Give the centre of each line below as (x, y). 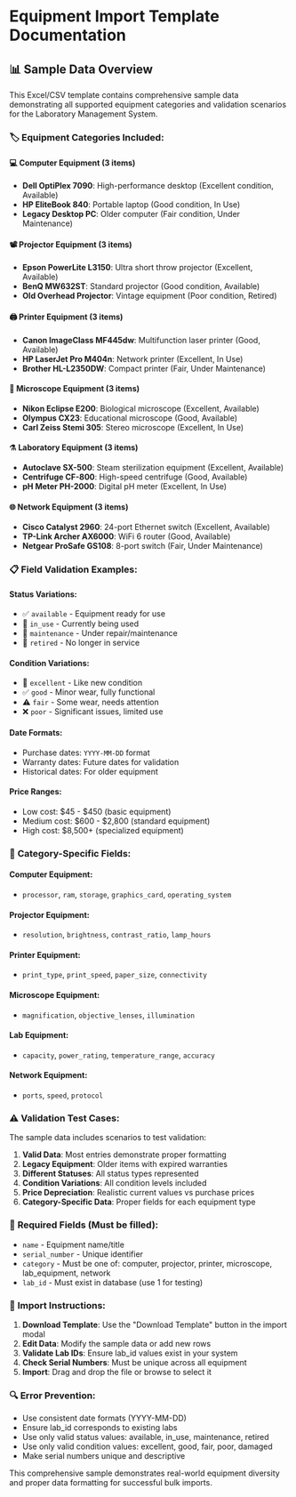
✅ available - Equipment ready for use (94, 614)
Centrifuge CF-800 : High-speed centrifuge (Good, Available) (135, 477)
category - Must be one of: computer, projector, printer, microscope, (147, 1263)
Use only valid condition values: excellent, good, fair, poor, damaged (147, 1446)
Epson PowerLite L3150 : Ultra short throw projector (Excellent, (137, 268)
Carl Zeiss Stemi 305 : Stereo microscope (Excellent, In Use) (133, 427)
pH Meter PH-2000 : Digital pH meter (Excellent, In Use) (124, 486)
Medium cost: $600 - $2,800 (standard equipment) (116, 821)
